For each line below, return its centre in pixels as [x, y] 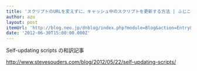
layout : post [22, 22]
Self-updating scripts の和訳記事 [45, 51]
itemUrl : [17, 28]
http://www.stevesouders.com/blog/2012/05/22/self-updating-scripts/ [91, 62]
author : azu [21, 17]
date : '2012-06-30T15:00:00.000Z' [48, 33]
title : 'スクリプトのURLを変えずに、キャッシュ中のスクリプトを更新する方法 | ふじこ [99, 11]
